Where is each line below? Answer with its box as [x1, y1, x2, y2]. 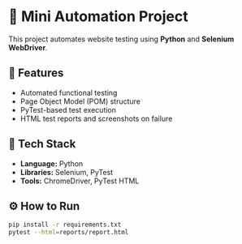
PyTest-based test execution [19, 105, 116, 114]
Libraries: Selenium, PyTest [19, 167, 114, 177]
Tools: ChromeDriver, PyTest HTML [19, 176, 140, 186]
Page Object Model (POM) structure [19, 96, 140, 106]
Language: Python [19, 158, 84, 169]
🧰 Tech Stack [8, 137, 76, 151]
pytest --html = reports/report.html [8, 229, 129, 237]
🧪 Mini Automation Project [8, 7, 188, 26]
